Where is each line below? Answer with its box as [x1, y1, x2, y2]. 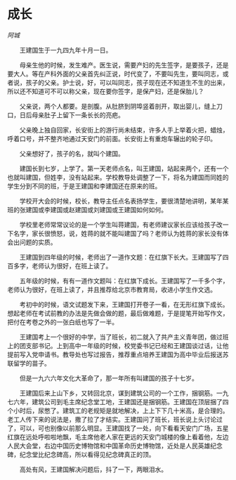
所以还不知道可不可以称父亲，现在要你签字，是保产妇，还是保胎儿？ [7, 87, 204, 95]
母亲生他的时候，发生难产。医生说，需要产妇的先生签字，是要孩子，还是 [19, 60, 229, 69]
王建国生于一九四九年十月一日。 [19, 46, 112, 54]
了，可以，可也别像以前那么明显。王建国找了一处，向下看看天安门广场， [7, 424, 216, 432]
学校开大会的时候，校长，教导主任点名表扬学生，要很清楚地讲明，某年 [19, 196, 223, 205]
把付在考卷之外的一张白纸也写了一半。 [7, 317, 118, 326]
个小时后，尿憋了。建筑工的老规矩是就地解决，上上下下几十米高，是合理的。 [7, 406, 229, 415]
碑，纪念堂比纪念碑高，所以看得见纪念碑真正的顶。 [7, 450, 155, 458]
